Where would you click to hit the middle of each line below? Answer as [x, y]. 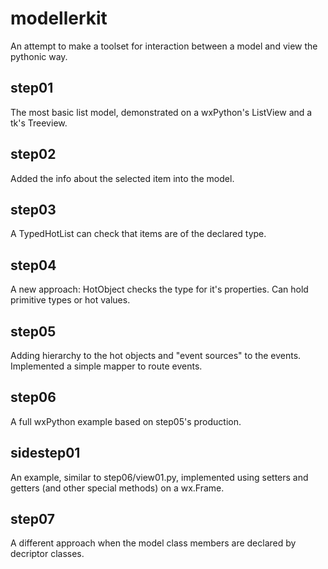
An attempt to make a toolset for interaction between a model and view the [164, 46]
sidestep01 [45, 453]
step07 [32, 519]
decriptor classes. [47, 554]
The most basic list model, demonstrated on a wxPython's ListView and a [161, 112]
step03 [33, 209]
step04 [33, 265]
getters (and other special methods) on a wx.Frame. [117, 488]
